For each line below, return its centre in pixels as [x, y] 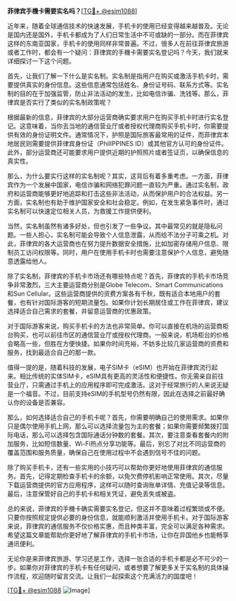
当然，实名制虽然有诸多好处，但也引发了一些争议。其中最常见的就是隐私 [112, 226]
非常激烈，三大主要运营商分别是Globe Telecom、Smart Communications [118, 285]
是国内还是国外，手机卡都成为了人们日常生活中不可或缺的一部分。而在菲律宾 [118, 35]
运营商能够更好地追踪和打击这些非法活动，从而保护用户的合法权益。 [118, 193]
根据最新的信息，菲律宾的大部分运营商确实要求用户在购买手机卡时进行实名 [115, 117]
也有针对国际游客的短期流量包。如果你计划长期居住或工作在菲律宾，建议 [124, 302]
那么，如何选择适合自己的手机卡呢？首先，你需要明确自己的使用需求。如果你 [118, 417]
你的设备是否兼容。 [41, 402]
